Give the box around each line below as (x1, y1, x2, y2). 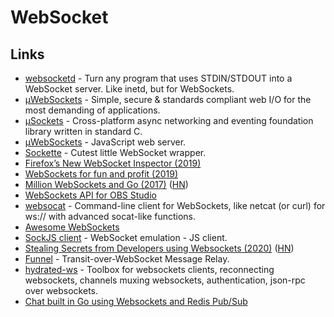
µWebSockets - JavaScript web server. (24, 136, 187, 148)
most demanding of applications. (24, 104, 161, 116)
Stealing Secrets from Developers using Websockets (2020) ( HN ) (24, 242, 295, 254)
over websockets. (24, 285, 99, 296)
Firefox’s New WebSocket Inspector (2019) (24, 157, 202, 169)
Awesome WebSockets (24, 221, 120, 233)
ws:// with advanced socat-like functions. (24, 211, 197, 222)
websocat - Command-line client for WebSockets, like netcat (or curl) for (24, 200, 326, 211)
